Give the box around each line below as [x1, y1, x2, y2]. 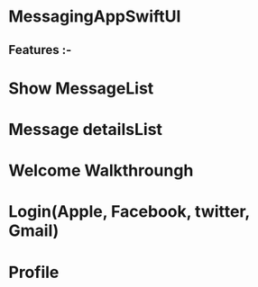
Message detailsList [8, 119, 163, 139]
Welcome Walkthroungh [8, 160, 194, 181]
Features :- [8, 42, 72, 58]
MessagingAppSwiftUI [8, 6, 181, 27]
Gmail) [8, 220, 60, 241]
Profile [8, 262, 60, 283]
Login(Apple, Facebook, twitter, [8, 202, 250, 222]
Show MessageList [8, 78, 154, 98]
